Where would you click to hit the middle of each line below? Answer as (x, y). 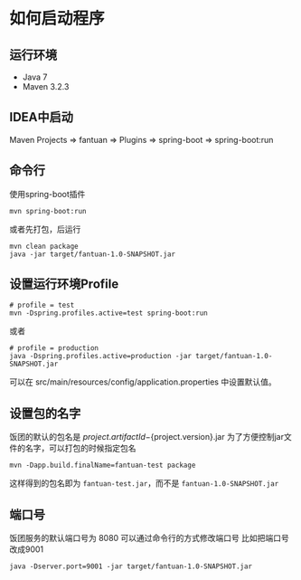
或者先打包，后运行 (45, 229)
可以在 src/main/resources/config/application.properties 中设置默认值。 (143, 382)
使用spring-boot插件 (47, 194)
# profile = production (54, 348)
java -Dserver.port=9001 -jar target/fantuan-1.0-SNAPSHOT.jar (131, 566)
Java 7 (35, 77)
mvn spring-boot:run (48, 211)
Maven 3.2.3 (46, 86)
